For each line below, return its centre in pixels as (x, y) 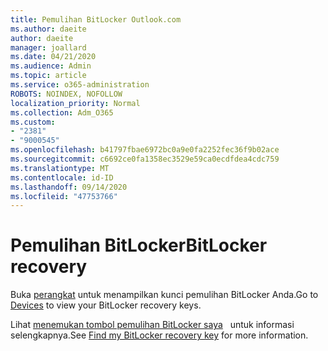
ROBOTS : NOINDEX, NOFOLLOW (66, 94)
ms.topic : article (48, 76)
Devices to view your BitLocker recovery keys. (106, 305)
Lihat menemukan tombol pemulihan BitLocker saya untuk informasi (152, 325)
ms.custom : (33, 122)
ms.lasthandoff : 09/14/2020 (69, 187)
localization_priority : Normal (75, 103)
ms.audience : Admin (51, 66)
